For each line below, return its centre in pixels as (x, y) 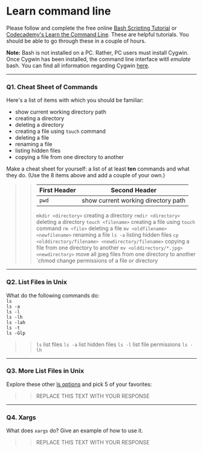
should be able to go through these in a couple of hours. (76, 41)
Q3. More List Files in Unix (45, 371)
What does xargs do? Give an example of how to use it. (75, 431)
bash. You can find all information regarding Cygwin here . (78, 66)
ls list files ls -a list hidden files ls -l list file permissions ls (112, 344)
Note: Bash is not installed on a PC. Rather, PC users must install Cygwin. (98, 52)
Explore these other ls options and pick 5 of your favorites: (79, 384)
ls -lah (16, 322)
